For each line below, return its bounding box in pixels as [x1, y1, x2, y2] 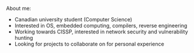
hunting [14, 35, 33, 41]
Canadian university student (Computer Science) [14, 16, 133, 22]
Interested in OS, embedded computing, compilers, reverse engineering [14, 22, 188, 29]
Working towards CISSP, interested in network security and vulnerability [14, 28, 188, 35]
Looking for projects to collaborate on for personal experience [14, 40, 165, 47]
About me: [6, 5, 31, 12]
